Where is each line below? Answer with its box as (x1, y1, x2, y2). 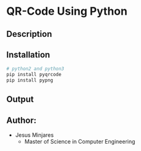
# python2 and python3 (6, 66, 64, 72)
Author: (6, 115, 37, 125)
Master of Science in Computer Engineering (24, 138, 135, 145)
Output (6, 94, 34, 105)
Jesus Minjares (15, 131, 54, 139)
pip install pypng (6, 77, 53, 83)
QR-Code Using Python (6, 4, 128, 18)
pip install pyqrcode (6, 72, 62, 78)
